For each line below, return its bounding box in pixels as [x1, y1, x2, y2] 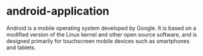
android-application [6, 4, 110, 18]
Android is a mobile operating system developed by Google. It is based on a [6, 24, 196, 32]
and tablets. [6, 44, 37, 51]
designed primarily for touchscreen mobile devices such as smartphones [6, 37, 190, 44]
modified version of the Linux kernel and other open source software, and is [6, 30, 197, 38]
